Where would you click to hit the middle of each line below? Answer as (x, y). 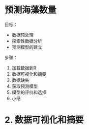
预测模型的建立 (27, 47)
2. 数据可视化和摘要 (44, 120)
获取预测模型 (25, 86)
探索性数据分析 (27, 41)
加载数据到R (24, 68)
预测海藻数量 (31, 10)
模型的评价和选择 (29, 92)
